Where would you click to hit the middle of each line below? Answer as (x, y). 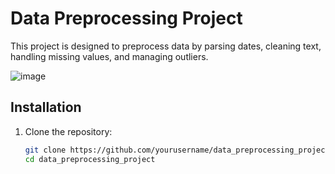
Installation (46, 107)
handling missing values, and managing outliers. (109, 56)
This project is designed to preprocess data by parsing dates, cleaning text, (166, 46)
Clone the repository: (68, 131)
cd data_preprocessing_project (90, 159)
